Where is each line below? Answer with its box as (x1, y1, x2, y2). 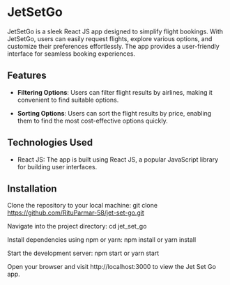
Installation (7, 183, 57, 194)
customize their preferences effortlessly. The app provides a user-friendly (7, 42, 220, 50)
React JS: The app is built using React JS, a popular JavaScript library (17, 155, 219, 164)
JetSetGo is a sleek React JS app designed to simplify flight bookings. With (7, 27, 224, 36)
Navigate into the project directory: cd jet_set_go (7, 222, 147, 231)
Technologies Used (7, 137, 93, 148)
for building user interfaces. (17, 162, 98, 171)
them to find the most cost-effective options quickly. (17, 116, 169, 125)
